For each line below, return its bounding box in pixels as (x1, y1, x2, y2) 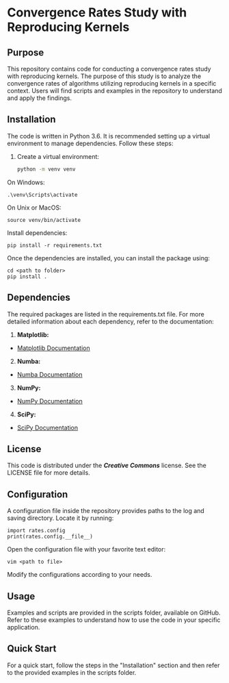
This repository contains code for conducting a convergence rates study (7, 65, 211, 73)
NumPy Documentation (16, 397, 83, 405)
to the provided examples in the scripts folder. (7, 668, 137, 676)
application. (7, 623, 40, 631)
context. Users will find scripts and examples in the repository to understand (7, 87, 222, 95)
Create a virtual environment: (16, 152, 99, 160)
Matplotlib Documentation (16, 344, 90, 352)
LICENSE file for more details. (7, 469, 90, 477)
